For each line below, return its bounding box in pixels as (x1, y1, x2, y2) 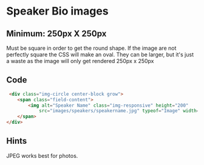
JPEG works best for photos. (6, 152, 78, 159)
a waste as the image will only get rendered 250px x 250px (6, 58, 154, 64)
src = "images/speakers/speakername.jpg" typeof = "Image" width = (38, 108, 200, 114)
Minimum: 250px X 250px (6, 29, 107, 39)
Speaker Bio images (6, 4, 109, 18)
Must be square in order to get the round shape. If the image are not (6, 44, 177, 52)
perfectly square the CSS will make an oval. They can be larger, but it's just (6, 51, 194, 58)
